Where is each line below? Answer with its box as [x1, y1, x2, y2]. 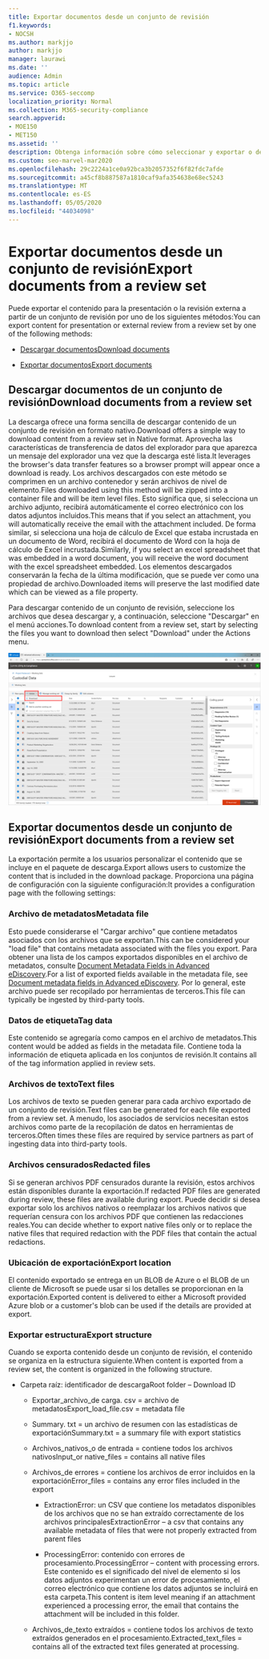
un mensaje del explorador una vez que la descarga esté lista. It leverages [8, 451, 251, 461]
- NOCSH [8, 30, 34, 38]
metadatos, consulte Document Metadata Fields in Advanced [8, 960, 210, 970]
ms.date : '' [8, 64, 48, 72]
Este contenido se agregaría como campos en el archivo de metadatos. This [8, 1033, 258, 1043]
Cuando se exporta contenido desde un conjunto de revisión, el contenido [8, 1347, 253, 1357]
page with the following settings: [8, 888, 116, 898]
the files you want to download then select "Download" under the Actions [8, 628, 251, 638]
